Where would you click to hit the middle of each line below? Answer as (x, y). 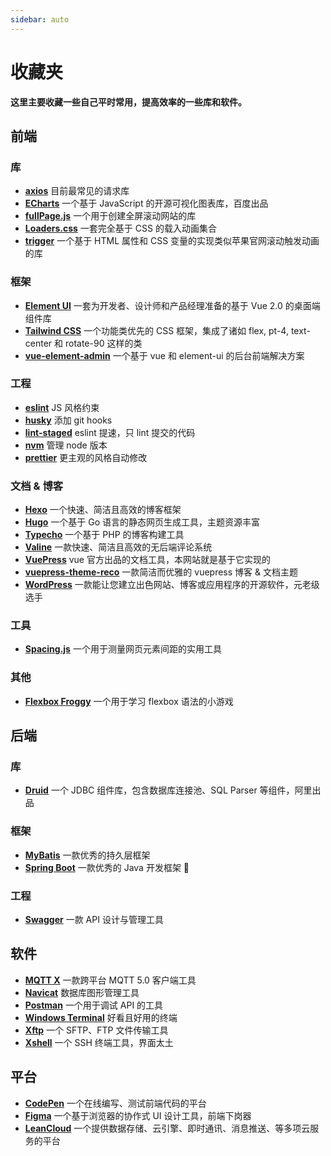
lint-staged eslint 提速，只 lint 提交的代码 (110, 432)
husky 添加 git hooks (68, 420)
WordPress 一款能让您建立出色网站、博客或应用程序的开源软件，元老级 (172, 585)
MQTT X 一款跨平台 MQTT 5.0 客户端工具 (110, 980)
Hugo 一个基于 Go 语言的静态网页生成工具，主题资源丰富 (142, 522)
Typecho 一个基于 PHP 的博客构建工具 (104, 535)
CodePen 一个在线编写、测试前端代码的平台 (115, 1103)
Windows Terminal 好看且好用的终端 (101, 1017)
